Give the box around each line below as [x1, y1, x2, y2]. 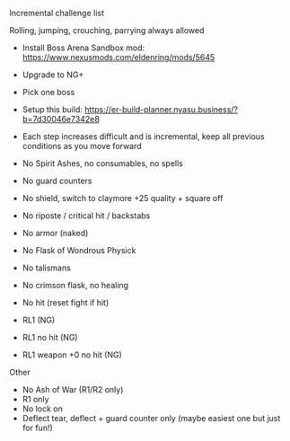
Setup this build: [22, 104, 83, 115]
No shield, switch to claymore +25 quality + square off [22, 193, 224, 203]
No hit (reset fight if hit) [22, 297, 110, 308]
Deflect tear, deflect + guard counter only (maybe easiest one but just [22, 413, 281, 423]
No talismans [22, 262, 72, 273]
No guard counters [22, 175, 92, 186]
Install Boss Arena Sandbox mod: [22, 42, 145, 53]
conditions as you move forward [22, 141, 142, 151]
